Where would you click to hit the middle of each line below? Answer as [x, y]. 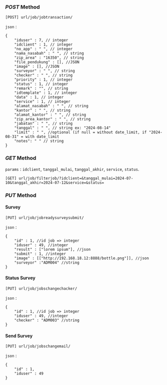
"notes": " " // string [39, 141]
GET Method [21, 158]
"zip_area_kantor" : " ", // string [53, 119]
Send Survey [19, 336]
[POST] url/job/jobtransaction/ [39, 18]
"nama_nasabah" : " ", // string [49, 54]
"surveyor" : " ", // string [45, 71]
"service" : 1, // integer [42, 102]
